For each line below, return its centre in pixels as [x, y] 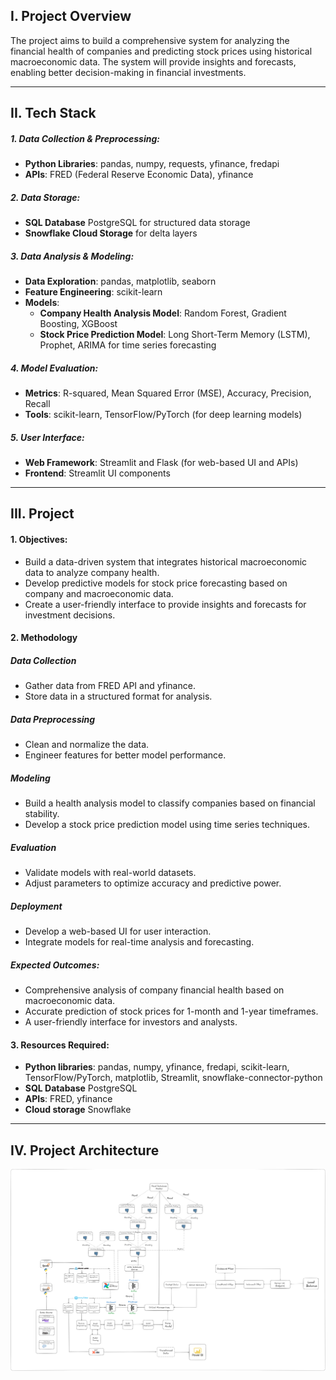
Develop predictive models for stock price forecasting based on [156, 583]
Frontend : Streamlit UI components [97, 473]
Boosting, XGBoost [78, 324]
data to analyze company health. [92, 572]
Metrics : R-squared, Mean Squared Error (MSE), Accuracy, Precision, [168, 393]
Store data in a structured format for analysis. [118, 696]
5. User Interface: [47, 437]
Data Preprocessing [53, 719]
